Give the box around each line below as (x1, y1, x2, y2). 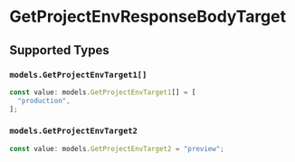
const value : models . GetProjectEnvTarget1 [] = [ (9, 88, 196, 97)
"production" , (17, 96, 71, 105)
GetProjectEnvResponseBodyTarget (9, 6, 287, 27)
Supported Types (9, 43, 110, 58)
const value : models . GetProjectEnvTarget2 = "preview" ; (9, 144, 224, 153)
